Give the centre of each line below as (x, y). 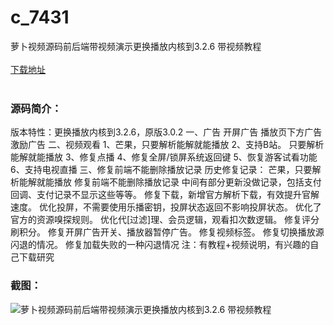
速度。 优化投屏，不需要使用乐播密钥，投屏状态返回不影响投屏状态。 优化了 (166, 207)
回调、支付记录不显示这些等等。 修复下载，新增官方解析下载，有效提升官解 (165, 195)
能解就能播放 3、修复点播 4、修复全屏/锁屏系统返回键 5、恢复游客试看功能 (164, 157)
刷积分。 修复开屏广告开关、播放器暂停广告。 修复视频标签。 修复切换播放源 (167, 232)
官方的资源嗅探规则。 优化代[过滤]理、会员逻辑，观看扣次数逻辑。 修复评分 (165, 220)
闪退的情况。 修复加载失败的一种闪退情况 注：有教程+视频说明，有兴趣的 (160, 245)
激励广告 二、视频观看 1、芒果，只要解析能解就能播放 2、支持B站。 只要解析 (167, 145)
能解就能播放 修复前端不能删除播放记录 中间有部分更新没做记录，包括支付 (170, 182)
